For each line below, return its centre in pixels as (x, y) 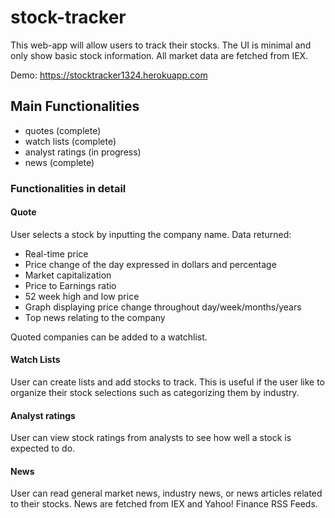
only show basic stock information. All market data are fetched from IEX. (159, 55)
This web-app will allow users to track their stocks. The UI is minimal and (161, 45)
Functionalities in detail (68, 188)
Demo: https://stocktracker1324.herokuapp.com (109, 75)
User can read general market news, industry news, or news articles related (166, 493)
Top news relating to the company (95, 317)
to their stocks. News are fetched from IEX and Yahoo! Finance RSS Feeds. (164, 504)
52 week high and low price (82, 296)
